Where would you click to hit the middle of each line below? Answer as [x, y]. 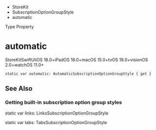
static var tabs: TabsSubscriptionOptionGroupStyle [56, 122]
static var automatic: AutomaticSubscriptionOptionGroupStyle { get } [78, 74]
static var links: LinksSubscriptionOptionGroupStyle [57, 113]
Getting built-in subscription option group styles [64, 102]
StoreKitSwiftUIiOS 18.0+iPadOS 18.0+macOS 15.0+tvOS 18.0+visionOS [77, 60]
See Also [19, 89]
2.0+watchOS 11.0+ [25, 65]
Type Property [19, 27]
